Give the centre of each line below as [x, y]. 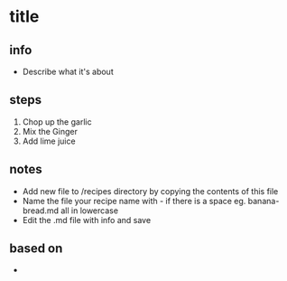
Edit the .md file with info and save [87, 220]
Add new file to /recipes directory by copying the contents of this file [150, 191]
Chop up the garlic [57, 122]
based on [36, 249]
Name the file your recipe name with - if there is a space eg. [134, 201]
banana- [264, 201]
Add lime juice [49, 141]
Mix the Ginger [50, 131]
